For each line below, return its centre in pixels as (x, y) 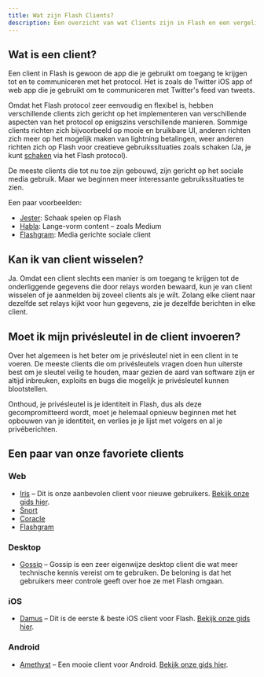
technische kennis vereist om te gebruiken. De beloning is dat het (125, 572)
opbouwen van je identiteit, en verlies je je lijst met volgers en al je (115, 421)
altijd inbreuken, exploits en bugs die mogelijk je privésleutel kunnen (119, 380)
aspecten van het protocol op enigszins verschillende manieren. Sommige (128, 122)
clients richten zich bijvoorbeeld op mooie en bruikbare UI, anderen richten (130, 131)
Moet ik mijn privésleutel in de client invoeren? (125, 336)
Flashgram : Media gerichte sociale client (85, 235)
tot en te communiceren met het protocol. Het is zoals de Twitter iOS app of (130, 82)
